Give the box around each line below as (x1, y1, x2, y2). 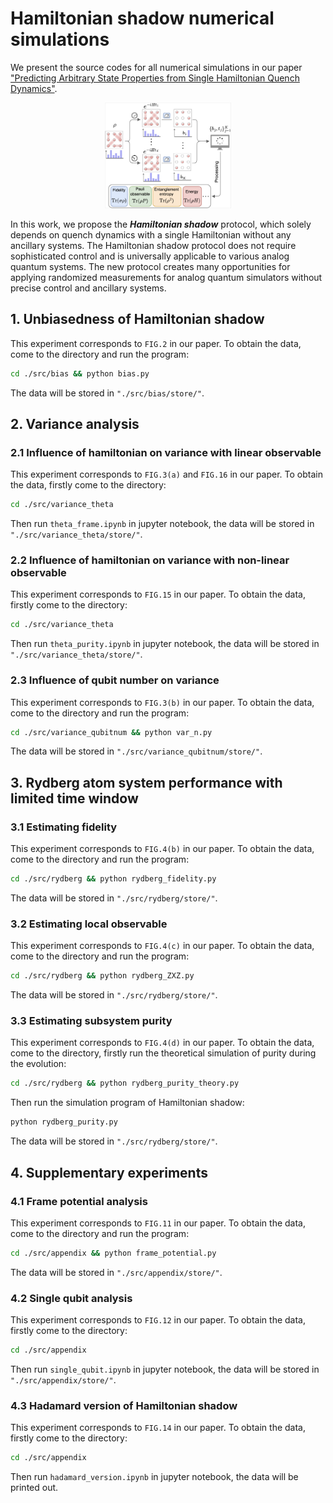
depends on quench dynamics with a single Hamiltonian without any (10, 228, 292, 241)
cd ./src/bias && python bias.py (10, 368, 150, 379)
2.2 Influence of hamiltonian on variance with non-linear (10, 553, 290, 567)
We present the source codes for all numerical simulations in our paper (10, 61, 303, 73)
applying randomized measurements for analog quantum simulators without (10, 271, 323, 283)
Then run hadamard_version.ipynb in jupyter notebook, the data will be (10, 1471, 299, 1483)
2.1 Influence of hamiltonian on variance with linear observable (10, 445, 322, 459)
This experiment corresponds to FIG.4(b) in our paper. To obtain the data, (10, 843, 315, 855)
